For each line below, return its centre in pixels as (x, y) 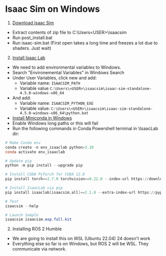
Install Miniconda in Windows (42, 118)
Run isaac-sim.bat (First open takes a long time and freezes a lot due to (85, 43)
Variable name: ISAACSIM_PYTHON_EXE (57, 103)
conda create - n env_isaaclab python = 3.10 (49, 147)
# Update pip (19, 161)
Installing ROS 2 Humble (37, 229)
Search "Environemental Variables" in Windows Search (68, 72)
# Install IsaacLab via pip (34, 188)
